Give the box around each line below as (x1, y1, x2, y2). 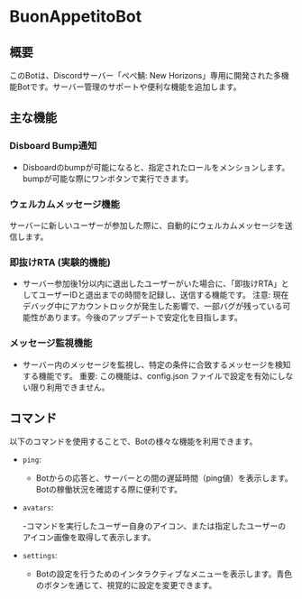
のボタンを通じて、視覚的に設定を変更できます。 (35, 580, 217, 591)
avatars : (22, 502, 54, 513)
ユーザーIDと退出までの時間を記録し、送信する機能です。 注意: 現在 (38, 290, 289, 300)
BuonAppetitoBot (9, 6, 142, 27)
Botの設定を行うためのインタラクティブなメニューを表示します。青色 (35, 568, 293, 579)
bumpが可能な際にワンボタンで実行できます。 (22, 173, 194, 184)
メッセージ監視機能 (9, 336, 93, 349)
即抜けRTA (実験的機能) (9, 255, 111, 268)
